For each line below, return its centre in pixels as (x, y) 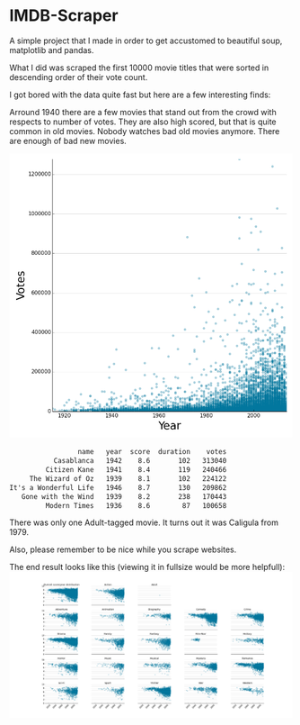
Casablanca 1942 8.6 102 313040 (140, 460)
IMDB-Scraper (64, 16)
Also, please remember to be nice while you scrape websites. (123, 549)
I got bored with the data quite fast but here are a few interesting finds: (140, 95)
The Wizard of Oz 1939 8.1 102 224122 (128, 478)
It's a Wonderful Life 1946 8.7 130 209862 (118, 487)
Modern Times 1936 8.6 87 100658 (136, 505)
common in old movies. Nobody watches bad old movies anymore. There (145, 131)
